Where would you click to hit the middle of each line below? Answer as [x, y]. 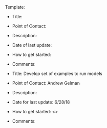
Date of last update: [32, 45]
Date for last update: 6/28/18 [41, 102]
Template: [15, 7]
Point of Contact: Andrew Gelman [46, 83]
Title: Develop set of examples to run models [57, 74]
